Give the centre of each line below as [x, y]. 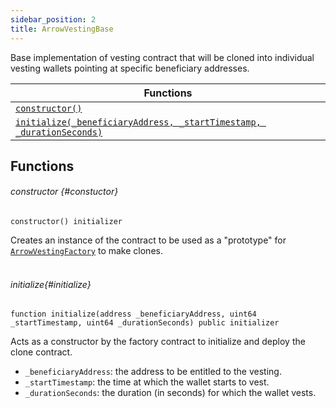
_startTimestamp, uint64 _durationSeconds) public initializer [145, 323]
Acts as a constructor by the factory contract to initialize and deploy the [158, 342]
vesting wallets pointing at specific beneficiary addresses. [130, 68]
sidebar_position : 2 [53, 19]
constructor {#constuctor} [64, 192]
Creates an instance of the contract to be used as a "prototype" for [148, 240]
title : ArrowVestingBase [62, 29]
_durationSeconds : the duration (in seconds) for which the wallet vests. [170, 393]
